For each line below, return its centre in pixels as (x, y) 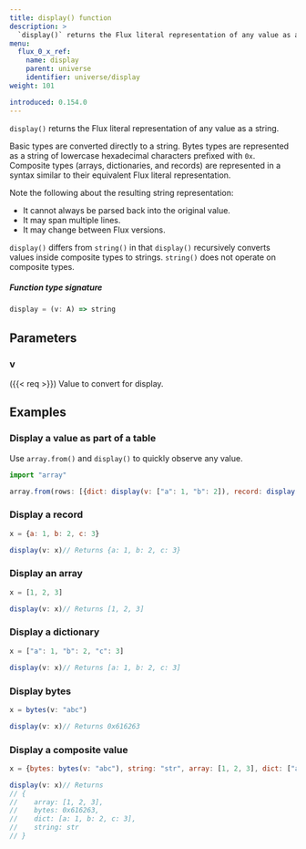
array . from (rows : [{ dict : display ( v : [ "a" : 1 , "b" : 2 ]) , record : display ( (154, 492)
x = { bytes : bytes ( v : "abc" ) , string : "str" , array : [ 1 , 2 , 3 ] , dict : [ (150, 768)
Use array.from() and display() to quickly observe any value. (126, 458)
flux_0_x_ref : (44, 52)
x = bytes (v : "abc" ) (49, 709)
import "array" (38, 475)
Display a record (46, 514)
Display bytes (40, 691)
